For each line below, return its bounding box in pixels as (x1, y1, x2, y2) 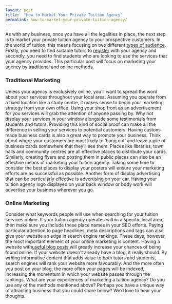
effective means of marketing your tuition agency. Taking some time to (5, 159, 155, 165)
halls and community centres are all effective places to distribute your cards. (5, 148, 167, 155)
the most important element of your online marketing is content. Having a (5, 238, 160, 244)
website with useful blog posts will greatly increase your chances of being (5, 243, 161, 250)
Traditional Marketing (5, 77, 61, 84)
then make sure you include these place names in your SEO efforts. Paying (5, 222, 163, 228)
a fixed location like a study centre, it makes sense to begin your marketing (5, 99, 164, 105)
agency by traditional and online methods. (5, 64, 94, 70)
